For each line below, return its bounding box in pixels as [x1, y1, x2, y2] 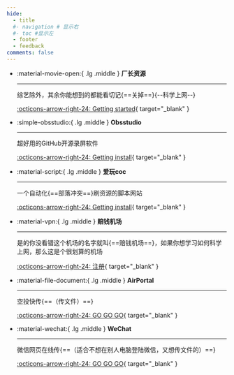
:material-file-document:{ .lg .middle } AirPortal [16, 276, 154, 284]
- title [13, 17, 36, 24]
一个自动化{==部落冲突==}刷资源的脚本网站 [16, 189, 142, 197]
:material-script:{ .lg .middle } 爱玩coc [16, 167, 126, 175]
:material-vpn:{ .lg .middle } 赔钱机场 [16, 217, 122, 226]
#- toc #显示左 [13, 29, 54, 37]
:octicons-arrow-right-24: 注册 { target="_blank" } [16, 262, 159, 270]
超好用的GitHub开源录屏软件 [16, 139, 98, 147]
